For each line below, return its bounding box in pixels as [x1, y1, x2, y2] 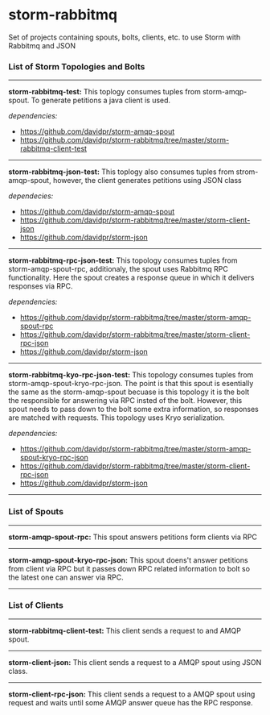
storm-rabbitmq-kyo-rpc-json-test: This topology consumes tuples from [8, 370, 254, 380]
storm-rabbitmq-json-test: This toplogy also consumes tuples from [8, 167, 235, 177]
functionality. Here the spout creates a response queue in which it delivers [8, 272, 255, 283]
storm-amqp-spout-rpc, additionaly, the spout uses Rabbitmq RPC [8, 264, 229, 274]
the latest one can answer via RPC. [8, 572, 125, 582]
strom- [235, 167, 259, 177]
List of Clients [8, 600, 64, 611]
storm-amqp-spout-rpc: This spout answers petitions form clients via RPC [8, 532, 257, 542]
